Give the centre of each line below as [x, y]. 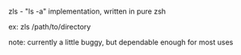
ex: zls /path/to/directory [50, 26]
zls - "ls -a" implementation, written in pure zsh [87, 11]
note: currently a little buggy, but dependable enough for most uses [121, 42]
